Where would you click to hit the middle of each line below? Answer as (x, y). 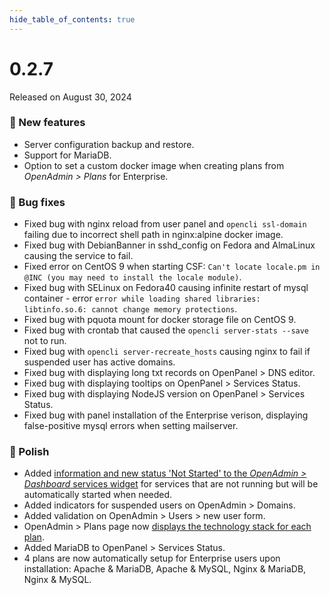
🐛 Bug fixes (37, 202)
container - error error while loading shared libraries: (142, 298)
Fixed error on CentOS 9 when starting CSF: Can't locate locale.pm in (172, 267)
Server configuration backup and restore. (109, 144)
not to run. (45, 341)
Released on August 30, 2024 (70, 97)
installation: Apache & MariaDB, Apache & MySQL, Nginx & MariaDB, (165, 569)
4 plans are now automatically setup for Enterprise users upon (152, 558)
